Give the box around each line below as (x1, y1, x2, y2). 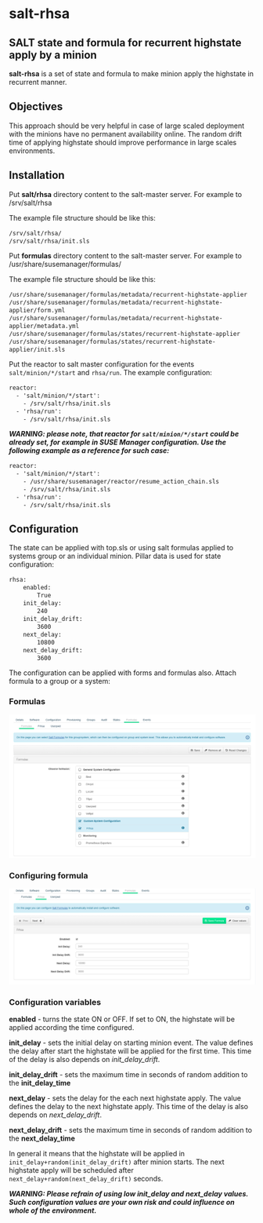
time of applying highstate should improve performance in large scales (9, 137, 237, 147)
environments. (9, 146, 56, 155)
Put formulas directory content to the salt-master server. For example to (9, 250, 242, 260)
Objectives (9, 100, 63, 114)
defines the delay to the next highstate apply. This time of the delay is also (9, 1102, 249, 1112)
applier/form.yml (9, 306, 66, 314)
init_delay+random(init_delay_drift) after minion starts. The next (9, 1157, 225, 1166)
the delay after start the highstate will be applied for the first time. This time (9, 1046, 252, 1056)
